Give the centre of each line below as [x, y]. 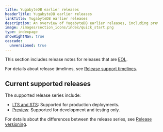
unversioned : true [28, 45]
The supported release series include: [43, 95]
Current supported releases [48, 84]
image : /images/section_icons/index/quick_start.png [59, 28]
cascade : [14, 41]
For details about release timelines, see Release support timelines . [71, 69]
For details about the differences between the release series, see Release [78, 119]
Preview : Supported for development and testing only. [66, 110]
